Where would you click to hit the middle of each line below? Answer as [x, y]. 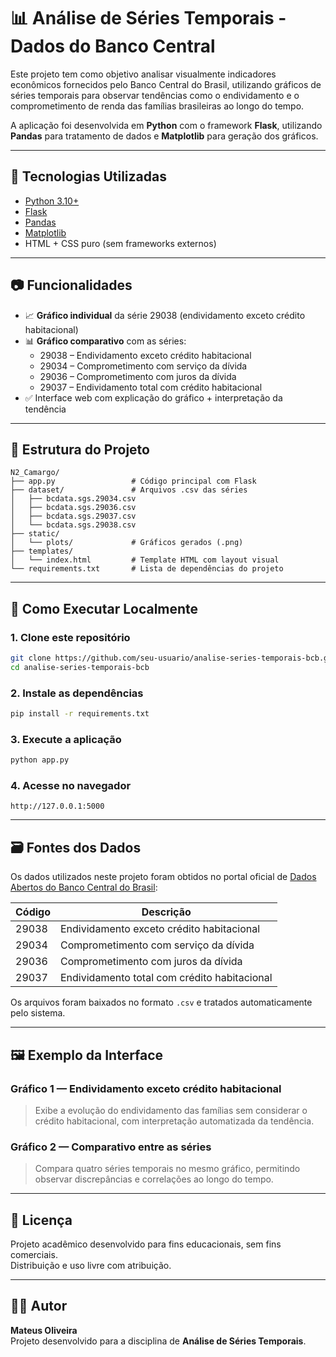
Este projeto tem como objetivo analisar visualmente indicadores [143, 74]
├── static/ [35, 534]
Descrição [166, 912]
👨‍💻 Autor [39, 1306]
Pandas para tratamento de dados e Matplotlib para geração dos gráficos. [164, 136]
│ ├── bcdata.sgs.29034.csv [73, 499]
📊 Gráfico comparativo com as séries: [105, 341]
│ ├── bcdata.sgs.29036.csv [73, 508]
